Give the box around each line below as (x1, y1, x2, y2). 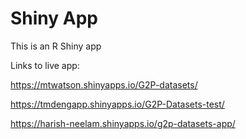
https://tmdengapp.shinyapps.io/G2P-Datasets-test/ (10, 98, 225, 110)
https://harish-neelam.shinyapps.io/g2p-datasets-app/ (10, 117, 236, 129)
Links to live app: (10, 59, 80, 71)
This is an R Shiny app (10, 40, 102, 52)
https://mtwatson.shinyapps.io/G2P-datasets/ (10, 78, 198, 91)
